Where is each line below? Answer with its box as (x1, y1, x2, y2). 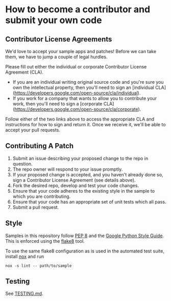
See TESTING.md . (5, 290, 43, 297)
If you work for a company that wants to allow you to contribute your (12, 96, 157, 101)
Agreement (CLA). (5, 69, 43, 75)
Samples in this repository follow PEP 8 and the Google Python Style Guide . (5, 233, 164, 239)
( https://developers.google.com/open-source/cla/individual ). (12, 90, 141, 96)
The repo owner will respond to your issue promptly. (12, 166, 123, 172)
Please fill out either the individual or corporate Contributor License (5, 64, 147, 70)
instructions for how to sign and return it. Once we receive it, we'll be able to (5, 122, 166, 127)
